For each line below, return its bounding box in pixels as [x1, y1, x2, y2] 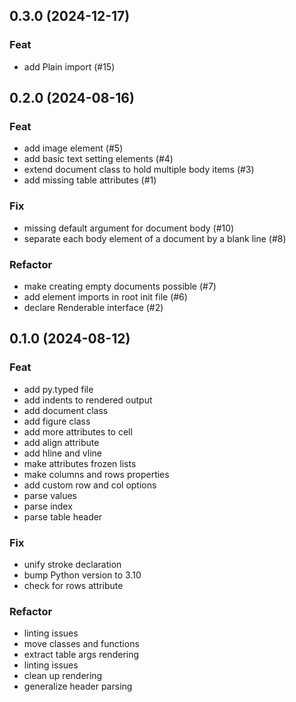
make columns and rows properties [23, 468, 170, 480]
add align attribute [23, 436, 100, 448]
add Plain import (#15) [23, 60, 116, 73]
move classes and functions [23, 638, 140, 650]
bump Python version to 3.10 [23, 569, 142, 581]
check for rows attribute [23, 579, 124, 591]
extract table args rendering [23, 649, 140, 661]
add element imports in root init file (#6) [23, 290, 188, 303]
